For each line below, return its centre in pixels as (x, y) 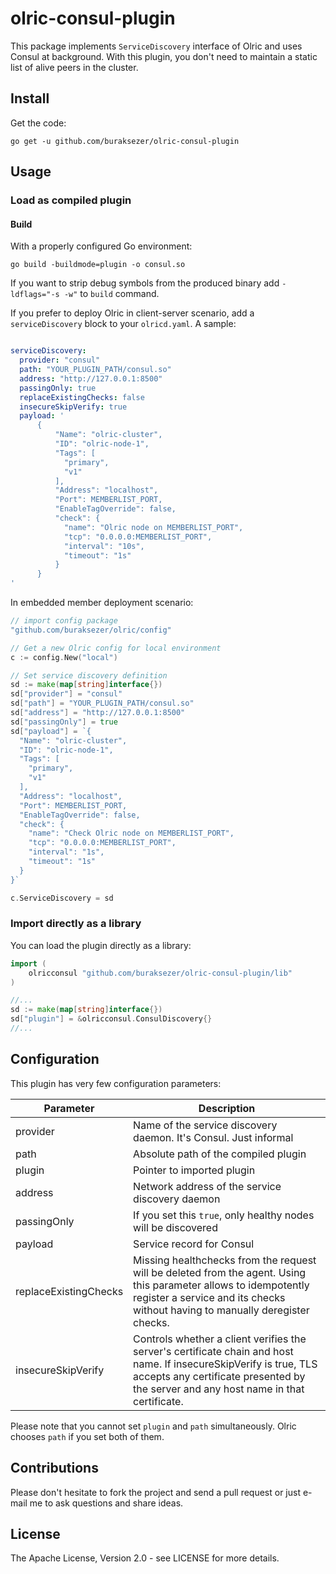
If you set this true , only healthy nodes (224, 1215)
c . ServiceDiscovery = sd (62, 898)
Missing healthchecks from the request (225, 1260)
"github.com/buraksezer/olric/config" (91, 630)
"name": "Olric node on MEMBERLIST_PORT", (153, 527)
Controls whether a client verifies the (220, 1339)
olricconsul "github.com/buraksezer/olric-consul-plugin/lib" (160, 973)
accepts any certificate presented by (219, 1376)
